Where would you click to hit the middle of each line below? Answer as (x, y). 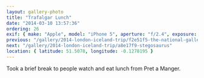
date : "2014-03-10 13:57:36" (43, 23)
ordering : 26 (23, 29)
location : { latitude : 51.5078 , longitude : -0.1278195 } (80, 51)
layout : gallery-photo (35, 12)
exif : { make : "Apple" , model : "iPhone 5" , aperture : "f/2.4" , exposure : (102, 34)
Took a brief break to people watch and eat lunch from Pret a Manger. (93, 68)
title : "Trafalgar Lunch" (39, 18)
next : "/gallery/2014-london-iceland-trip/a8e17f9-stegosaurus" (89, 46)
